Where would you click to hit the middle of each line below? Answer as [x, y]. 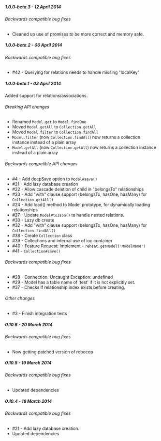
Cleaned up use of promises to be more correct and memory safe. [78, 34]
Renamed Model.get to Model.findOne [49, 122]
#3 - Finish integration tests [39, 313]
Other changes [20, 299]
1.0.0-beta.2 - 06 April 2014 [34, 45]
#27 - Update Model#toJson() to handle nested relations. [68, 215]
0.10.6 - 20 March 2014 [29, 324]
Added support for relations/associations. [46, 96]
